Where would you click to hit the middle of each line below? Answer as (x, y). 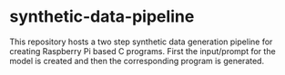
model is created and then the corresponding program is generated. (137, 61)
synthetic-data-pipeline (102, 17)
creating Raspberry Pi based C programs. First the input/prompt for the (142, 51)
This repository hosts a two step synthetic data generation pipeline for (141, 42)
